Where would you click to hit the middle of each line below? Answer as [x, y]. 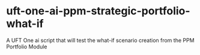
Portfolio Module [27, 47]
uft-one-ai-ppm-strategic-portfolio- [98, 11]
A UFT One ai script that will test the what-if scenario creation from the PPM [100, 40]
